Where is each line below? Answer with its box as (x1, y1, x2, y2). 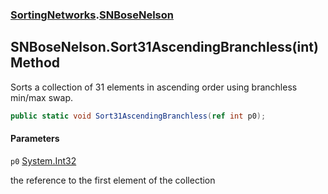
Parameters (10, 133, 60, 145)
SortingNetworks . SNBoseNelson (10, 8, 174, 22)
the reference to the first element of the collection (10, 174, 216, 186)
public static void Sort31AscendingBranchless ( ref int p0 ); (10, 111, 267, 121)
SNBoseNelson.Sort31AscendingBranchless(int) (10, 39, 319, 56)
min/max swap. (10, 91, 73, 103)
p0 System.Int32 (10, 154, 77, 167)
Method (10, 54, 61, 72)
